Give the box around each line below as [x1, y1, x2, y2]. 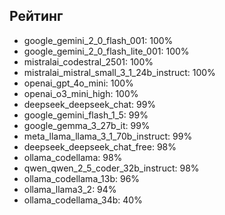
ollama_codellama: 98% [23, 151, 123, 163]
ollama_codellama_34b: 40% [23, 194, 143, 206]
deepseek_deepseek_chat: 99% [23, 98, 157, 110]
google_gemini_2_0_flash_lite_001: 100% [23, 45, 190, 57]
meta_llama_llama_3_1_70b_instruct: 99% [23, 130, 193, 142]
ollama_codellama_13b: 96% [23, 172, 141, 184]
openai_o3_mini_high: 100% [23, 87, 139, 99]
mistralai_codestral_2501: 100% [23, 55, 154, 68]
